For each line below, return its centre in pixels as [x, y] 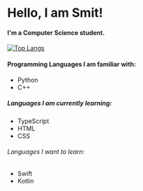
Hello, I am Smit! [55, 13]
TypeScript [33, 121]
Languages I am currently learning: [60, 104]
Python [28, 80]
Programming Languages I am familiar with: [71, 64]
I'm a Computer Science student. [56, 32]
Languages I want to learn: [46, 152]
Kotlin [25, 181]
